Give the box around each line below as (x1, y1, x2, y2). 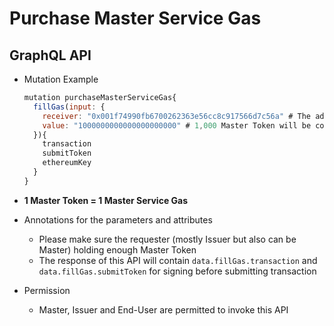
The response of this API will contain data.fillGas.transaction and (38, 254, 318, 266)
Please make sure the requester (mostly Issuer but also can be (38, 233, 297, 245)
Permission (23, 284, 71, 296)
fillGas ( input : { (33, 102, 106, 112)
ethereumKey (42, 158, 92, 168)
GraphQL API (9, 47, 92, 64)
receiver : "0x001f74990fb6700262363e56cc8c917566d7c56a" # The (42, 111, 312, 121)
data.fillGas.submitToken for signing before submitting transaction (38, 265, 317, 277)
